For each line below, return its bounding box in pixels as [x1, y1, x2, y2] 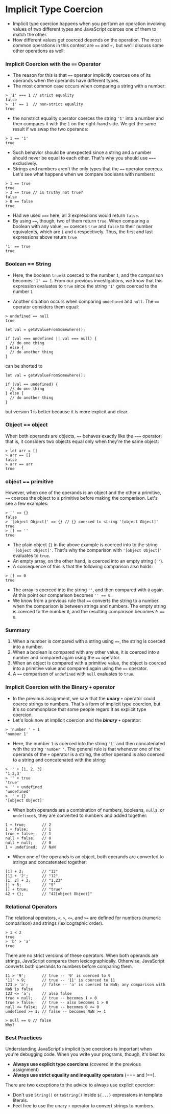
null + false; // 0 [5, 835, 52, 841]
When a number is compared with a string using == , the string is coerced [12, 638, 166, 644]
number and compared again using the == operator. [12, 655, 121, 661]
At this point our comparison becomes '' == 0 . [12, 592, 112, 598]
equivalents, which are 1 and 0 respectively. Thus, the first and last [12, 229, 153, 235]
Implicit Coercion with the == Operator [5, 60, 101, 68]
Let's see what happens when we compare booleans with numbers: [12, 171, 155, 177]
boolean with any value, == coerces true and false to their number [12, 224, 153, 230]
